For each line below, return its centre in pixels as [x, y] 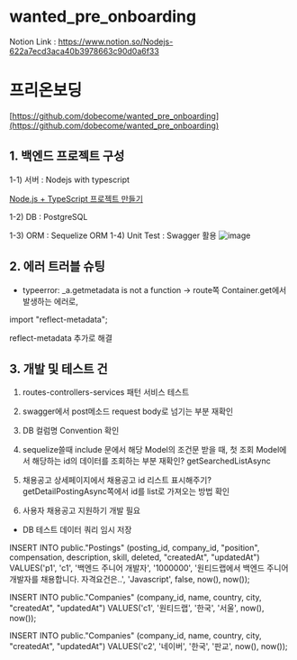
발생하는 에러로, [50, 301]
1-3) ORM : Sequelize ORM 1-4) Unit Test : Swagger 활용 [113, 235]
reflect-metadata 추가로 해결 [61, 338]
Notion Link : [33, 41]
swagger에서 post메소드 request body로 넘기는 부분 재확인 [128, 411]
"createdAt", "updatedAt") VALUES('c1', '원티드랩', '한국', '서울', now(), [137, 608]
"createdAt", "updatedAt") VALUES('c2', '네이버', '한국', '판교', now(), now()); [148, 646]
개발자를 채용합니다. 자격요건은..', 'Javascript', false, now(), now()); [130, 580]
